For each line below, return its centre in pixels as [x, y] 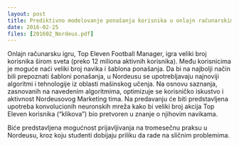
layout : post [27, 14]
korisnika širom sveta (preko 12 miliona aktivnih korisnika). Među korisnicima [119, 62]
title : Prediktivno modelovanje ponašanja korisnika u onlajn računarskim [121, 21]
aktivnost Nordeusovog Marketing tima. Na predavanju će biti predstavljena [118, 99]
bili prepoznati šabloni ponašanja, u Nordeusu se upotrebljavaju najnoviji [113, 77]
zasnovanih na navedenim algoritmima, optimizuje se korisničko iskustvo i [116, 91]
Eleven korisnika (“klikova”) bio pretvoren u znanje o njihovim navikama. [113, 114]
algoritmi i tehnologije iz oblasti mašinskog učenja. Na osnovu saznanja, [112, 84]
